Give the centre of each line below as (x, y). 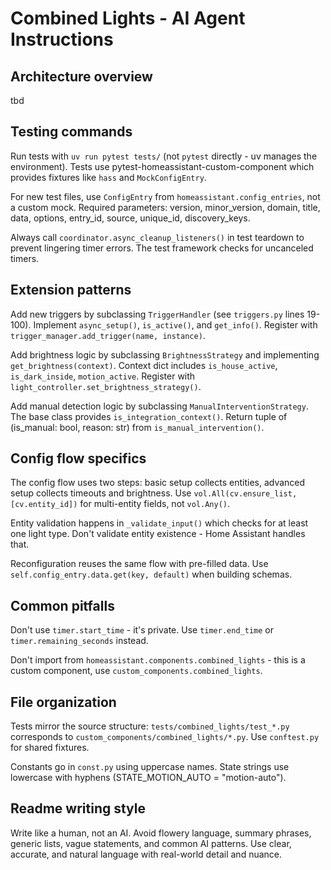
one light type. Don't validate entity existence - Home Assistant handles (158, 534)
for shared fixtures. (50, 748)
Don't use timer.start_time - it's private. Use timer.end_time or (142, 630)
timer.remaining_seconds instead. (79, 641)
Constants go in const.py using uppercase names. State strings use (150, 767)
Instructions (62, 39)
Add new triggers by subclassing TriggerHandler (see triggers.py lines (157, 314)
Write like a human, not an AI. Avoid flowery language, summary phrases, (161, 833)
